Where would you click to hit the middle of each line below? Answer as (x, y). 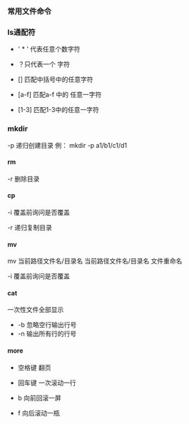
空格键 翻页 (34, 367)
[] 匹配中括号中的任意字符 (55, 79)
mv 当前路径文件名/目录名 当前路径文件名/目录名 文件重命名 (95, 261)
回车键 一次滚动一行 (47, 383)
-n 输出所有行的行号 (47, 334)
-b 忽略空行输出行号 (47, 325)
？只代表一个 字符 (44, 64)
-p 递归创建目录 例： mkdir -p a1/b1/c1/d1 (67, 145)
